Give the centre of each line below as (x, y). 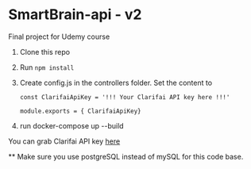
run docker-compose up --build (72, 125)
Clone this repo (44, 52)
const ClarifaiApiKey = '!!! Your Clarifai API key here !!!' (125, 97)
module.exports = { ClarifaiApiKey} (80, 111)
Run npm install (47, 67)
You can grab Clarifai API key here (64, 141)
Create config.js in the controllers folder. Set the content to (116, 83)
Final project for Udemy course (59, 36)
